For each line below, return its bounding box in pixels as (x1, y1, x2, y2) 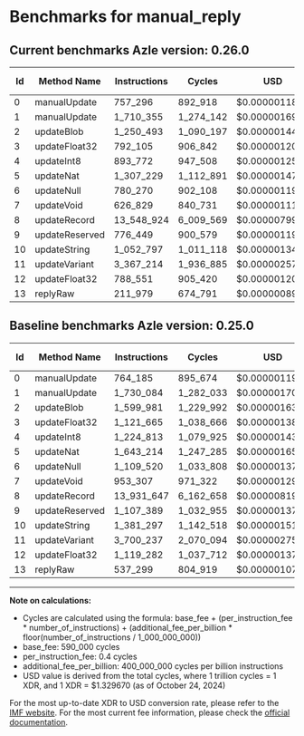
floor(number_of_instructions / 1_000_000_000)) (22, 632, 202, 643)
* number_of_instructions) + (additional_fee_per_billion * (22, 622, 233, 633)
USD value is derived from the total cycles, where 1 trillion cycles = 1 (22, 670, 277, 681)
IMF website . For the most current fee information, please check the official (9, 707, 290, 718)
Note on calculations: (9, 595, 92, 605)
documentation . (9, 716, 69, 727)
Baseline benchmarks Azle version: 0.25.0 (9, 318, 255, 334)
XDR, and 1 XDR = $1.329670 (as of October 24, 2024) (22, 680, 226, 691)
